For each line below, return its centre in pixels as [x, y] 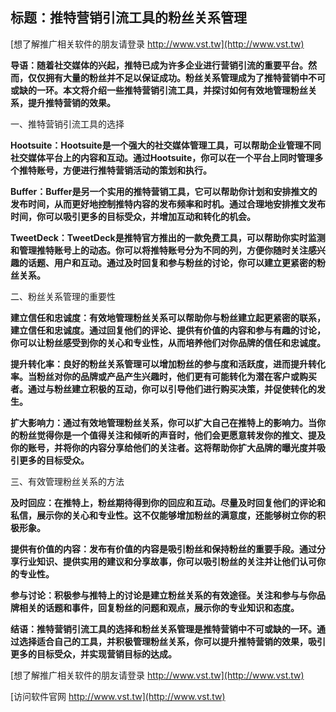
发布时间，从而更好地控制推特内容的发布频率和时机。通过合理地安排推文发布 [168, 204]
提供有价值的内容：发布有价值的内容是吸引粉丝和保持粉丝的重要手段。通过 [163, 549]
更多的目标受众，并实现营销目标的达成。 [93, 654]
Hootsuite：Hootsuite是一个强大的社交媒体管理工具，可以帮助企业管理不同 [166, 145]
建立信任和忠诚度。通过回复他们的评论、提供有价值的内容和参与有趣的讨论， [168, 330]
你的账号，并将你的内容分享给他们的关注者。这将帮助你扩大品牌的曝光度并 [163, 447]
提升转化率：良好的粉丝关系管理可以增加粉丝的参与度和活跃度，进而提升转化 [168, 364]
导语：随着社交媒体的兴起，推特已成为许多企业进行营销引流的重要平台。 [159, 65]
